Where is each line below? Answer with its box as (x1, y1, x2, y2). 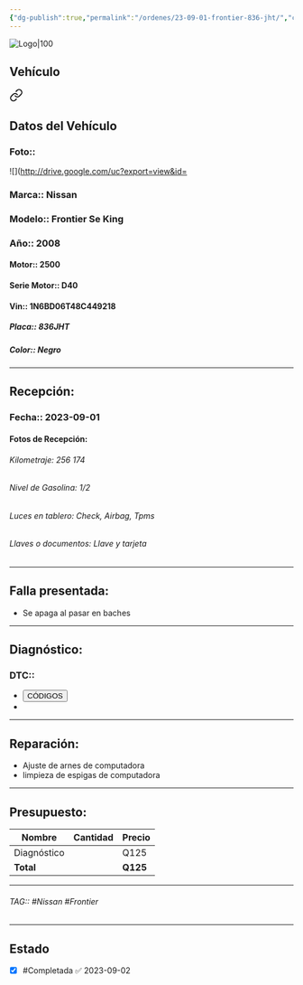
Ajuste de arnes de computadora (22, 760, 145, 771)
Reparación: (9, 736, 79, 751)
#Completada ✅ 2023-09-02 (22, 965, 131, 976)
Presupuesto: (9, 804, 87, 820)
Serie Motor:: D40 (9, 280, 78, 291)
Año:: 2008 (9, 237, 61, 249)
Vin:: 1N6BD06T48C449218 (9, 300, 116, 312)
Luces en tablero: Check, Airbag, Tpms (9, 510, 155, 521)
